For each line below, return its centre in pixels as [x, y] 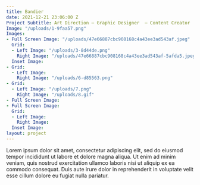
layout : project [26, 134]
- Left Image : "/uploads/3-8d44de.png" [61, 51]
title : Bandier [25, 12]
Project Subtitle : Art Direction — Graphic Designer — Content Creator [98, 23]
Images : [16, 34]
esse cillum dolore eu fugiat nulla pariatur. [57, 175]
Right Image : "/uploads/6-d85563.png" [65, 78]
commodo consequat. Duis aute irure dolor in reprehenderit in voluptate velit [100, 169]
